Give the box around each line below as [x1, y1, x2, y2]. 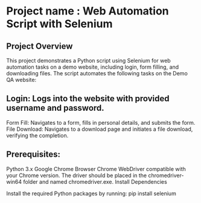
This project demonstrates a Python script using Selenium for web [6, 57, 171, 64]
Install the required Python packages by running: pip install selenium [6, 190, 176, 197]
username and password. [6, 103, 104, 113]
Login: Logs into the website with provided [6, 93, 170, 104]
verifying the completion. [6, 131, 69, 139]
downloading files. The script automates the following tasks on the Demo [6, 70, 188, 77]
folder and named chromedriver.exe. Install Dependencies [23, 178, 167, 185]
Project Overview [6, 41, 73, 51]
